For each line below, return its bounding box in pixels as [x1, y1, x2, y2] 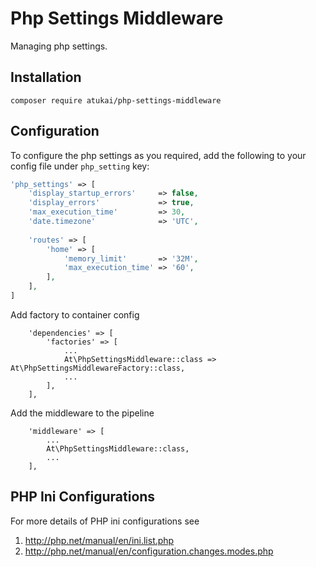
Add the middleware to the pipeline [10, 407, 155, 419]
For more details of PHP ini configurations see [10, 515, 200, 527]
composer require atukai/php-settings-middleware [10, 95, 222, 106]
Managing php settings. [10, 40, 108, 52]
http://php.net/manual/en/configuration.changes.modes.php [24, 545, 274, 557]
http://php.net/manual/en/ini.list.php [24, 534, 175, 546]
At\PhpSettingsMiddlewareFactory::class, [10, 363, 186, 373]
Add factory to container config [10, 308, 140, 321]
